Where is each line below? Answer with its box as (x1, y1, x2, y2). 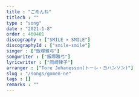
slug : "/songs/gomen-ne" (6, 70, 71, 77)
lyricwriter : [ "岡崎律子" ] (6, 59, 74, 65)
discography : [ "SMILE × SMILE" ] (6, 37, 91, 43)
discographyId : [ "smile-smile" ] (6, 43, 91, 49)
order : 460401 (6, 31, 45, 37)
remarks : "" (6, 82, 39, 88)
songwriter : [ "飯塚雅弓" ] (6, 54, 71, 60)
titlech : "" (6, 14, 39, 20)
